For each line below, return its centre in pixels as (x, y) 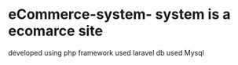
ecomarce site (56, 31)
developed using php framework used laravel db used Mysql (106, 52)
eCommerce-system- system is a (119, 14)
